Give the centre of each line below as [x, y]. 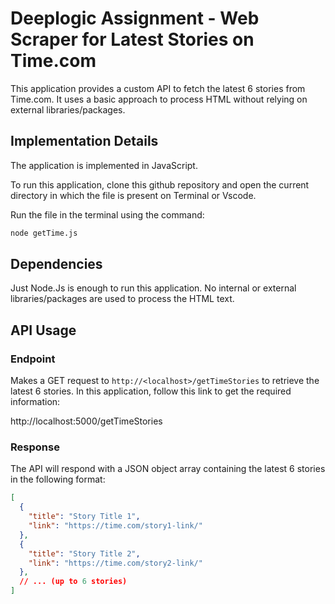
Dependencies [56, 264]
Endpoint [33, 359]
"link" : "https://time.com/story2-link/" [115, 563]
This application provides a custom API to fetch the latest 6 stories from [158, 88]
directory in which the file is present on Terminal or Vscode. [133, 195]
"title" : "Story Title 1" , [84, 517]
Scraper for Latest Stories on [132, 39]
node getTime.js [44, 233]
